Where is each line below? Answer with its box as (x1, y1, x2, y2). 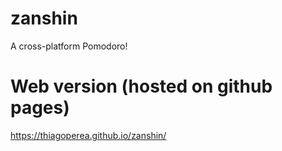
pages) (10, 97, 70, 119)
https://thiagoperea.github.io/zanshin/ (10, 129, 167, 141)
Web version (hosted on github (10, 75, 273, 98)
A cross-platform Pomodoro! (10, 40, 128, 52)
